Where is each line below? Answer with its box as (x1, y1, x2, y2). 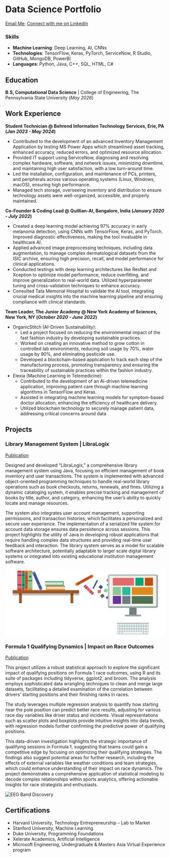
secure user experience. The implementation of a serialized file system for (5, 521, 161, 527)
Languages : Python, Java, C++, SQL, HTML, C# (12, 61, 114, 67)
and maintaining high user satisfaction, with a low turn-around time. (12, 165, 154, 171)
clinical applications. (12, 261, 56, 267)
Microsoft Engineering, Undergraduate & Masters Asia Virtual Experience (12, 841, 165, 847)
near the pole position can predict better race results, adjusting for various (5, 707, 161, 713)
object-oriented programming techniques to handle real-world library (5, 478, 150, 485)
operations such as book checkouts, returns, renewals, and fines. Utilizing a (5, 484, 164, 490)
